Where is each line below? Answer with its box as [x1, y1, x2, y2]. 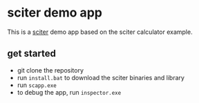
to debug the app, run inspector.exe [17, 88, 122, 96]
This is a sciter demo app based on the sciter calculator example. [7, 28, 193, 36]
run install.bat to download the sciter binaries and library [17, 73, 185, 82]
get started [7, 48, 57, 59]
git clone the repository [17, 66, 84, 74]
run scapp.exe [17, 81, 57, 89]
